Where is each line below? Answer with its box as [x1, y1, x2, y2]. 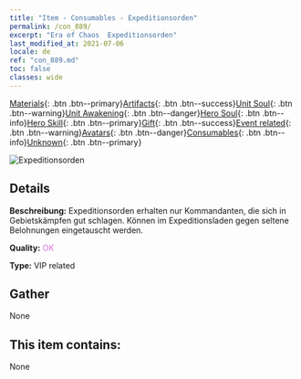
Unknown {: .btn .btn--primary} [26, 136, 142, 147]
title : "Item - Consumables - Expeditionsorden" [9, 13, 198, 23]
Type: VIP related [9, 259, 76, 270]
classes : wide [9, 73, 64, 82]
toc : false [9, 65, 51, 74]
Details [9, 181, 50, 196]
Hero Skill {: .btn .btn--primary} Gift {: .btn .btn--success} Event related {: [26, 117, 292, 128]
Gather [9, 286, 50, 301]
